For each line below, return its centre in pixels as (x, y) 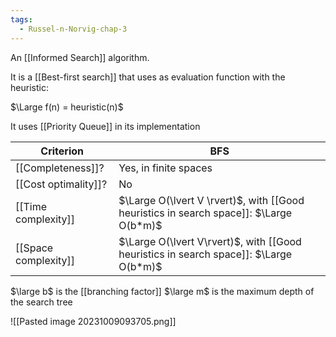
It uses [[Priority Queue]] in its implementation (105, 126)
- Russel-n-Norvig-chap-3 (73, 29)
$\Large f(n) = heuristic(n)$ (67, 107)
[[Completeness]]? (60, 168)
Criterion (62, 151)
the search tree (41, 302)
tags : (21, 19)
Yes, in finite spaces (165, 168)
